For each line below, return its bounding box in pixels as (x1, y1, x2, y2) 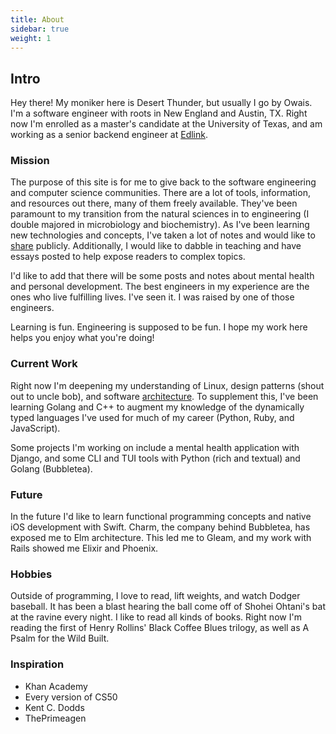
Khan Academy (24, 680, 88, 692)
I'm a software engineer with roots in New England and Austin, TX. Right (10, 107, 308, 120)
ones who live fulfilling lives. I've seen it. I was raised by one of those (10, 291, 295, 303)
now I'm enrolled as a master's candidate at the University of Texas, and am (10, 118, 323, 130)
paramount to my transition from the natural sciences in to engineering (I (10, 208, 310, 220)
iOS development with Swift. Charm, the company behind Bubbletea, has (10, 521, 311, 533)
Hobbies (10, 567, 53, 581)
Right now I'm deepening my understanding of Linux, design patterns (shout (10, 379, 325, 391)
